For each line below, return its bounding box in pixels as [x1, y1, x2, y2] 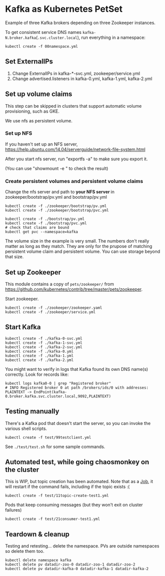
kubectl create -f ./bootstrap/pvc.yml [5, 221, 87, 226]
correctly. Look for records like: [5, 371, 69, 377]
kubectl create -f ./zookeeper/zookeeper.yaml [5, 305, 102, 310]
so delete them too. [5, 548, 45, 554]
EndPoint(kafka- [33, 390, 67, 394]
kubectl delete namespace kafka [5, 558, 71, 563]
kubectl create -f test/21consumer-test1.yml [5, 516, 100, 522]
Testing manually [5, 407, 60, 416]
